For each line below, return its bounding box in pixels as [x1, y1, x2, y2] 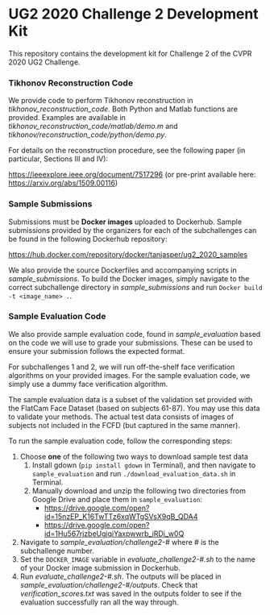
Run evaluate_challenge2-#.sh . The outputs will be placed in [19, 571, 222, 581]
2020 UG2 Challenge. [8, 57, 81, 67]
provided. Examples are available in [8, 113, 127, 123]
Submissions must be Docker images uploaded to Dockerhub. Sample [8, 217, 243, 226]
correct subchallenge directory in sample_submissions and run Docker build [8, 282, 263, 292]
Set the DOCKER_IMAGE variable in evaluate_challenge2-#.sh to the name [19, 554, 255, 564]
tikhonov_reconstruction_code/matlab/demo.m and [8, 122, 179, 131]
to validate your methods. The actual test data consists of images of [8, 412, 235, 422]
